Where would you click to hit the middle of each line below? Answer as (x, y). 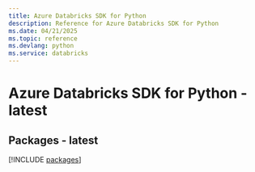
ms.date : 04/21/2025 (43, 31)
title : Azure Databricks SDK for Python (78, 16)
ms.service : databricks (49, 53)
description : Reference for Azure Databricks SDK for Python (114, 23)
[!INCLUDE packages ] (45, 159)
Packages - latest (53, 140)
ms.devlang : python (41, 46)
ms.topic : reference (43, 38)
